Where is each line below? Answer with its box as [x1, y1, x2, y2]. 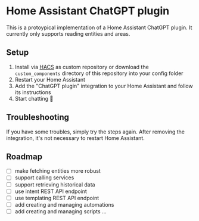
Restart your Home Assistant [14, 76, 85, 83]
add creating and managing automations [14, 201, 114, 208]
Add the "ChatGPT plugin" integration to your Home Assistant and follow [14, 82, 193, 89]
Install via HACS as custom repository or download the [14, 63, 149, 70]
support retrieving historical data [14, 180, 95, 188]
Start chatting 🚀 [14, 95, 54, 102]
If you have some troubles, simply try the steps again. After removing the [6, 128, 185, 135]
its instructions [14, 88, 52, 96]
